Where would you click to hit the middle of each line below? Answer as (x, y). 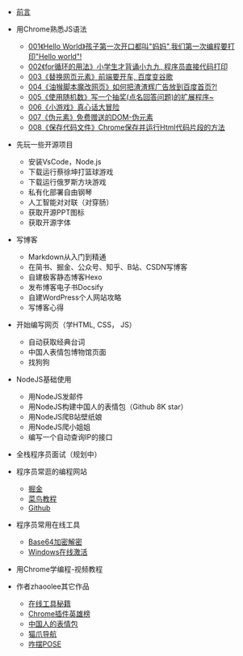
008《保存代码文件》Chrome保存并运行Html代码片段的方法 (127, 127)
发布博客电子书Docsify (65, 287)
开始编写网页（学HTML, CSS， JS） (76, 325)
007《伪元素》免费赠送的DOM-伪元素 (90, 117)
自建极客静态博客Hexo (65, 277)
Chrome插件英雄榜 (59, 613)
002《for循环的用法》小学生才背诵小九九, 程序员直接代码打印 (128, 66)
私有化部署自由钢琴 (60, 192)
